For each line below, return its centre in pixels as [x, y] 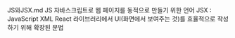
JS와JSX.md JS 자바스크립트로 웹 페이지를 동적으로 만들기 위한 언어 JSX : [110, 10]
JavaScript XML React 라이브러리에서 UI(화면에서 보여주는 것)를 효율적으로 [112, 19]
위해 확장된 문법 [42, 27]
